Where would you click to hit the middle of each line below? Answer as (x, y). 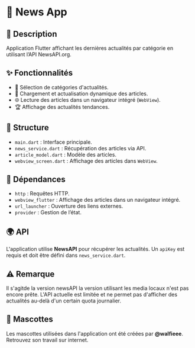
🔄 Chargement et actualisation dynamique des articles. (81, 94)
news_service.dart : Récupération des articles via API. (80, 148)
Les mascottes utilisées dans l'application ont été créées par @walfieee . (95, 333)
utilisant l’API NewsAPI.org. (39, 54)
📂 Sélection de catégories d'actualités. (61, 87)
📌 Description (32, 34)
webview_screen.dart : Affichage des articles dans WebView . (86, 161)
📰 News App (37, 12)
